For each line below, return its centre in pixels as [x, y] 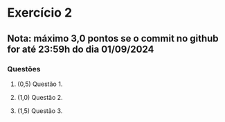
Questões [24, 69]
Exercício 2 [40, 13]
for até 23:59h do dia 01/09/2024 [81, 49]
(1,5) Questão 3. [40, 111]
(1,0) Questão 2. [40, 97]
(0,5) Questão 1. [40, 84]
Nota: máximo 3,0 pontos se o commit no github [113, 38]
